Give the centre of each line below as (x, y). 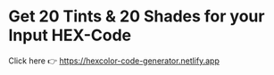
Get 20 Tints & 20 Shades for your (137, 17)
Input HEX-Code (70, 35)
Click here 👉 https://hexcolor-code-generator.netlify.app (114, 61)
